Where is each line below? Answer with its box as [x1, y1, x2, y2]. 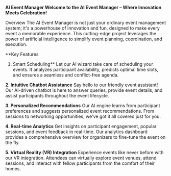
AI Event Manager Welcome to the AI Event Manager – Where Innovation [5, 5, 162, 10]
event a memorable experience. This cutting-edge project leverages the [5, 31, 157, 36]
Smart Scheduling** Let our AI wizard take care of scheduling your [12, 61, 154, 67]
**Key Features [5, 51, 39, 57]
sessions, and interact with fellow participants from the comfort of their [5, 160, 155, 166]
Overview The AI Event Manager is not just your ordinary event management [5, 20, 166, 26]
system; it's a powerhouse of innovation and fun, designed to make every [5, 25, 160, 31]
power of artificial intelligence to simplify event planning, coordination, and [5, 36, 162, 42]
